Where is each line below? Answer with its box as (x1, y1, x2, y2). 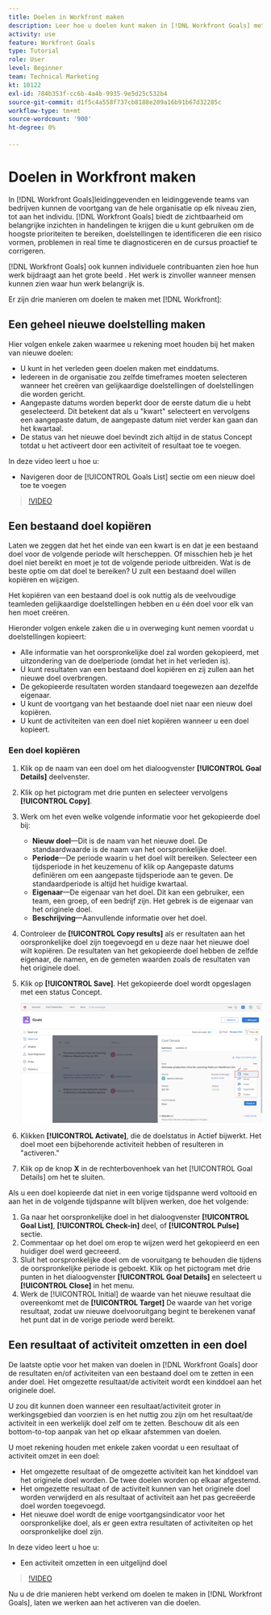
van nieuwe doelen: (8, 348, 74, 357)
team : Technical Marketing (8, 73, 99, 81)
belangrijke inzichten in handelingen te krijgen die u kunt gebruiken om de (8, 220, 254, 230)
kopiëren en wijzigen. (8, 575, 80, 585)
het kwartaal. (19, 424, 65, 433)
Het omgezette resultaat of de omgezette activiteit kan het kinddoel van (19, 1467, 259, 1476)
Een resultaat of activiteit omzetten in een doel (8, 1338, 248, 1352)
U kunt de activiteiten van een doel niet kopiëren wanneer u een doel (19, 716, 249, 726)
